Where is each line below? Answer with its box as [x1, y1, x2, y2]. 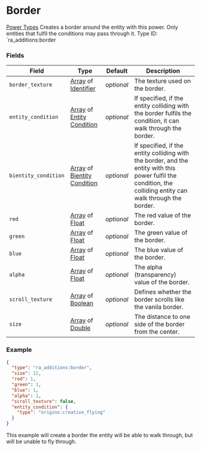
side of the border [134, 320, 185, 328]
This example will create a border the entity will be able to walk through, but [6, 432, 193, 439]
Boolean [70, 299, 94, 307]
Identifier [70, 85, 96, 93]
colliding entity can [134, 187, 188, 195]
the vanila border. [134, 303, 184, 311]
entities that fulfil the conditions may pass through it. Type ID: [6, 29, 158, 37]
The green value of [134, 229, 188, 237]
